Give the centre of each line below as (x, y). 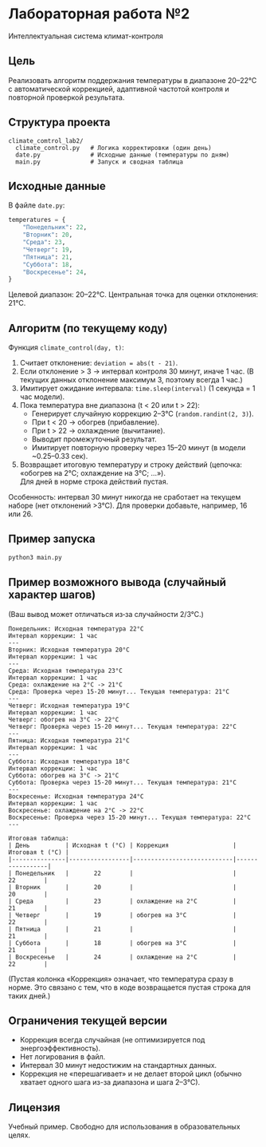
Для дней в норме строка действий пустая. (94, 482)
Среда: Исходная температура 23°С (66, 670)
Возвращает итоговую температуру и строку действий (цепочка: (131, 465)
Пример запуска (52, 539)
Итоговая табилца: (39, 838)
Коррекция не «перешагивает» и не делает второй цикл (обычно (131, 1074)
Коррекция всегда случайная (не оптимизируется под (112, 1040)
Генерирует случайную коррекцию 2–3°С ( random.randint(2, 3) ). (143, 414)
